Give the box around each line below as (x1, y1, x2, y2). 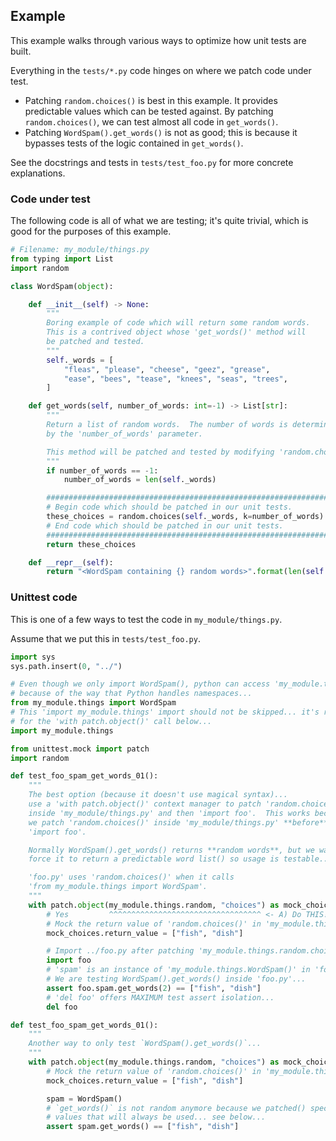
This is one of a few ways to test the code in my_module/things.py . (10, 613, 283, 625)
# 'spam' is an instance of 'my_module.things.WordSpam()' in (46, 965, 311, 975)
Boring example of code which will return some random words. (46, 318, 311, 328)
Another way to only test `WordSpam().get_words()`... (28, 1039, 262, 1049)
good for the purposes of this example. (10, 225, 172, 238)
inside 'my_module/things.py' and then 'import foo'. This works (28, 808, 311, 818)
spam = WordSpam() (46, 1094, 123, 1104)
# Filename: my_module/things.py (10, 245, 150, 255)
